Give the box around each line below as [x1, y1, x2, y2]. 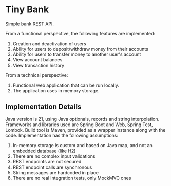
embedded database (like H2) [12, 148, 76, 154]
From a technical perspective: [5, 72, 68, 78]
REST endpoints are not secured [12, 158, 82, 164]
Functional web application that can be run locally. [12, 82, 119, 88]
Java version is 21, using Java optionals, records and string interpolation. [5, 116, 160, 122]
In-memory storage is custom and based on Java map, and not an [12, 142, 153, 148]
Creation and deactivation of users [12, 40, 86, 47]
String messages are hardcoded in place [12, 169, 99, 175]
